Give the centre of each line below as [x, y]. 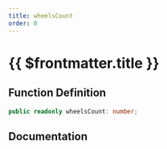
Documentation [48, 137]
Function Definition [57, 93]
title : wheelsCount [41, 16]
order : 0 [23, 23]
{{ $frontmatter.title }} [84, 63]
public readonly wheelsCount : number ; [73, 111]
